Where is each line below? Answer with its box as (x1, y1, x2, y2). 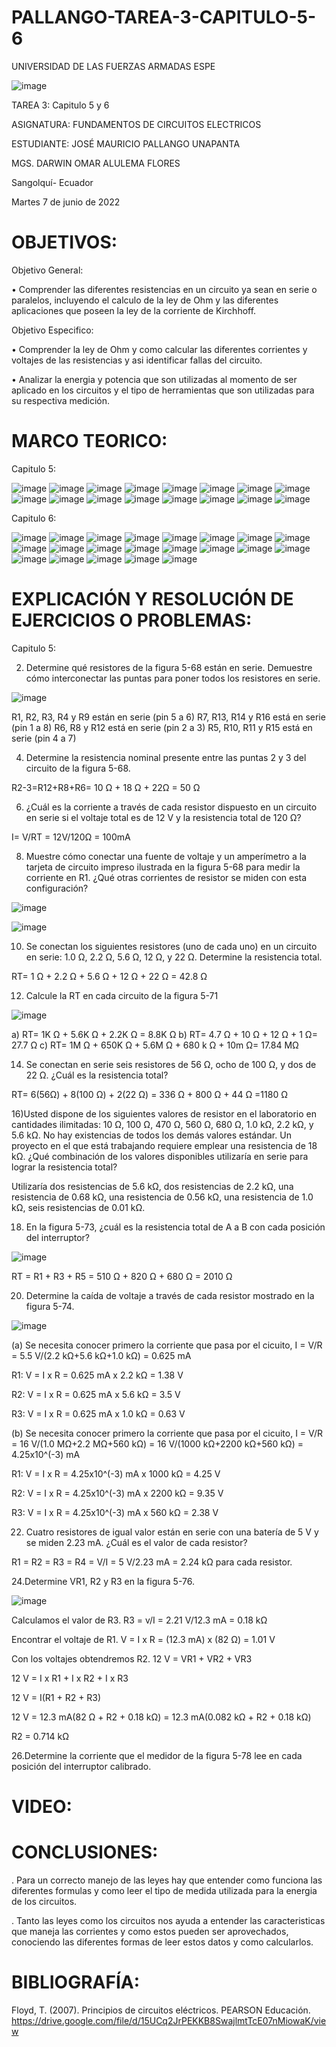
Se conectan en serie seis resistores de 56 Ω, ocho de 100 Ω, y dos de (25, 1058, 317, 1070)
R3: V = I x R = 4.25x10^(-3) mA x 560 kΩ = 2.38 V (11, 1506, 219, 1518)
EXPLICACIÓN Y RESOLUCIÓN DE (11, 588, 294, 610)
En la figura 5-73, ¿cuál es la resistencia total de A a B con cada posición (25, 1221, 326, 1233)
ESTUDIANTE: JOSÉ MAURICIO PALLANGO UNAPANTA (11, 137, 241, 150)
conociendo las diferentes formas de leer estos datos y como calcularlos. (11, 1936, 314, 1948)
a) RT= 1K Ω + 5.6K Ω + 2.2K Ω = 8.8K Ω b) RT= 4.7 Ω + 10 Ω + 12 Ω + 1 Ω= (11, 1028, 318, 1040)
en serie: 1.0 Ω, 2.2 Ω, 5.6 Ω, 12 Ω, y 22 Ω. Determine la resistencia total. (25, 951, 323, 963)
